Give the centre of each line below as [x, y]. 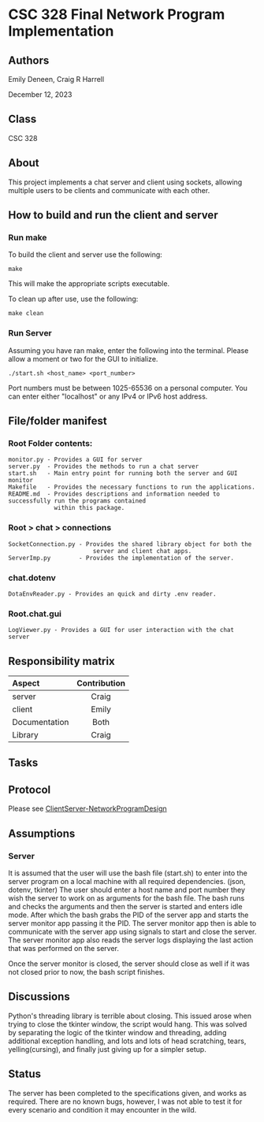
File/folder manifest [58, 421]
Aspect [26, 683]
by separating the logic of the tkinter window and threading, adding [117, 1032]
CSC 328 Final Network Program [117, 15]
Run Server [30, 333]
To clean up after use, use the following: [73, 299]
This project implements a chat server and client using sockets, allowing [125, 182]
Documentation [41, 722]
